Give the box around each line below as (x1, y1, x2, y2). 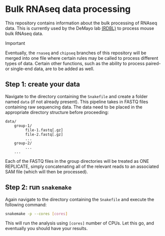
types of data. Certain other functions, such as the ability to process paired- (5, 60, 161, 66)
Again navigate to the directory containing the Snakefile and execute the (5, 196, 155, 202)
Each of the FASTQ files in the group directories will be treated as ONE (5, 158, 149, 164)
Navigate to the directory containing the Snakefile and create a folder (5, 93, 148, 99)
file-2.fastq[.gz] (25, 132, 64, 137)
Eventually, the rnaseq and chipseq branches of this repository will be (5, 50, 147, 56)
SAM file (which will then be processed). (5, 168, 88, 175)
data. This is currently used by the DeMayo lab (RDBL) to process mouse (5, 25, 154, 31)
